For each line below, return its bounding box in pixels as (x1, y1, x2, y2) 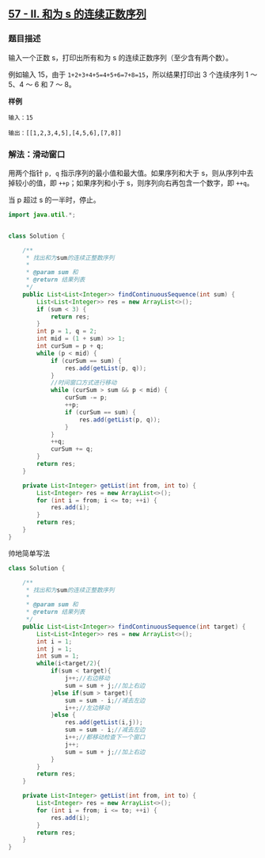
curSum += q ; (50, 445, 93, 453)
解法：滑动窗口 (8, 149, 66, 160)
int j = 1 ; (36, 645, 73, 653)
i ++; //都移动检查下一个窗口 (64, 734, 146, 742)
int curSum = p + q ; (36, 342, 104, 350)
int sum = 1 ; (36, 652, 80, 660)
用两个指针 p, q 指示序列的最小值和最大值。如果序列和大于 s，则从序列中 (8, 168, 247, 177)
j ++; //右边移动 (64, 674, 111, 683)
